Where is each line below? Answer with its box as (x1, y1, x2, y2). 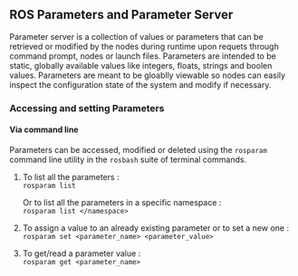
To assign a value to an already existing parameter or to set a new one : (22, 222, 290, 233)
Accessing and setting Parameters (9, 101, 165, 114)
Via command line (9, 124, 79, 135)
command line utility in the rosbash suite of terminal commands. (9, 154, 247, 165)
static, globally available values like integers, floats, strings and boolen (9, 60, 273, 71)
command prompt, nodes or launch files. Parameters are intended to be (9, 50, 276, 62)
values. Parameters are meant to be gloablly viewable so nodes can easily (9, 70, 286, 81)
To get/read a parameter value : (22, 248, 141, 259)
